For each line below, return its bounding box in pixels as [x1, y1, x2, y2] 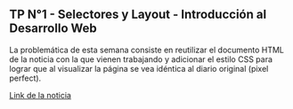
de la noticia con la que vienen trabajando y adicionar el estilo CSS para [9, 53, 273, 65]
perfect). [9, 73, 42, 83]
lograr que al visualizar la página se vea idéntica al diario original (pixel [9, 63, 269, 74]
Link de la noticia [9, 90, 71, 100]
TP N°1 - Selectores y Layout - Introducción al [9, 7, 267, 22]
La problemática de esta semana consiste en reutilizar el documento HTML [9, 44, 285, 55]
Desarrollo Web [9, 21, 97, 36]
